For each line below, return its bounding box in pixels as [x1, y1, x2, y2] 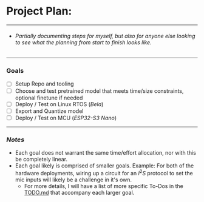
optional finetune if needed [15, 94, 83, 101]
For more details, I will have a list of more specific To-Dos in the [24, 182, 184, 189]
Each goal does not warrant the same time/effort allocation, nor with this [15, 149, 196, 157]
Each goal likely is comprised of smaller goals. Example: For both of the [15, 162, 194, 169]
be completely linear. [15, 156, 68, 163]
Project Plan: [6, 4, 72, 18]
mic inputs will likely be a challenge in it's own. [15, 176, 132, 183]
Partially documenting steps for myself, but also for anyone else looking [15, 32, 195, 39]
